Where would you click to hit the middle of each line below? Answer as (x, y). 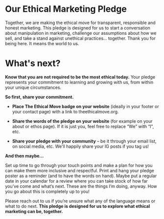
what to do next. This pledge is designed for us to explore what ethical (78, 206)
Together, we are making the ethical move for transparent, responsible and (80, 23)
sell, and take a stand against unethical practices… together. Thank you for (80, 38)
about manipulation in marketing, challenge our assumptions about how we (81, 33)
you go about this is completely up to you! (47, 191)
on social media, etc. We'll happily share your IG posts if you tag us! (81, 146)
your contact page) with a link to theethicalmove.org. (65, 111)
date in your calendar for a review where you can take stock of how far (76, 181)
